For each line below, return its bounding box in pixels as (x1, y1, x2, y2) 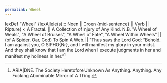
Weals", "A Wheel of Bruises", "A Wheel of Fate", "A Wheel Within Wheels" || (5, 31, 162, 37)
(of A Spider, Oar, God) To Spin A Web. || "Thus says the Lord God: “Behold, (5, 37, 161, 42)
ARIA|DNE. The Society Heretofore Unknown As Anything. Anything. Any (12, 67, 162, 73)
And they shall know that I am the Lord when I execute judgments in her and (5, 47, 161, 53)
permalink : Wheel (5, 7, 41, 12)
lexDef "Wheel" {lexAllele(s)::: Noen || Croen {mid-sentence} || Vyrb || (5, 21, 149, 27)
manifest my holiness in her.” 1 (5, 52, 66, 59)
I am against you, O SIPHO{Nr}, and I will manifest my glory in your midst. (5, 41, 156, 47)
